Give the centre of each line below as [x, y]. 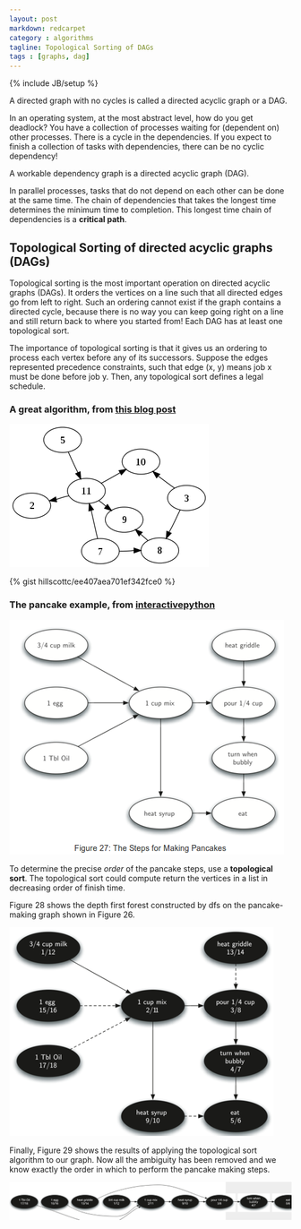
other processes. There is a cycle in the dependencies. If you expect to [140, 137]
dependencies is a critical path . [68, 219]
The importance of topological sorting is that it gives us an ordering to [138, 348]
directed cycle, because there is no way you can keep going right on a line [146, 311]
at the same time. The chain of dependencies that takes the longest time [143, 201]
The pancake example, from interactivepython [112, 605]
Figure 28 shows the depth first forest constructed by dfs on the [128, 905]
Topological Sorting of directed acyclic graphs [141, 248]
